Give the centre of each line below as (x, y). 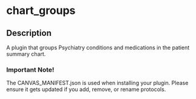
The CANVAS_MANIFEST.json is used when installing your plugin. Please (97, 83)
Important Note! (30, 69)
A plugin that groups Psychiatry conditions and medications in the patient (98, 47)
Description (29, 33)
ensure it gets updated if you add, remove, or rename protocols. (86, 89)
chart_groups (41, 11)
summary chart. (26, 54)
